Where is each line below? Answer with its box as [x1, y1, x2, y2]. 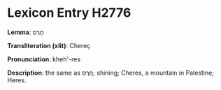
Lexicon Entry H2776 [7, 5, 131, 21]
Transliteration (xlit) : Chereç [7, 41, 91, 50]
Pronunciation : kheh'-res [7, 54, 81, 63]
